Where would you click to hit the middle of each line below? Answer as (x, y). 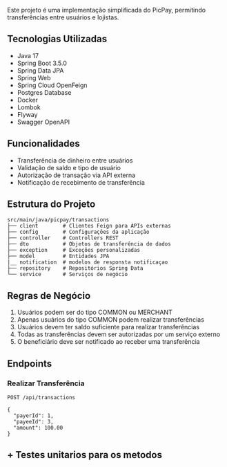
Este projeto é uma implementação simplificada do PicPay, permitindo (106, 10)
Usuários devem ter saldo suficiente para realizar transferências (108, 327)
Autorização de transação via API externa (76, 175)
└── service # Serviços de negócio (68, 275)
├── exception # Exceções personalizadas (73, 250)
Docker (28, 100)
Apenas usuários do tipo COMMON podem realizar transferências (111, 320)
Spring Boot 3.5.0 (42, 63)
